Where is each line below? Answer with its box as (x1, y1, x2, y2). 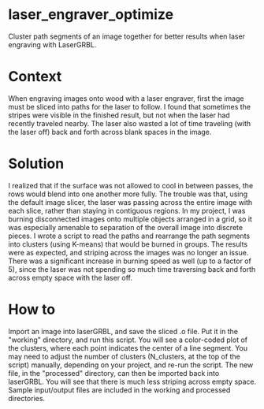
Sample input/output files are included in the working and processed (8, 385, 231, 395)
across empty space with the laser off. (8, 273, 132, 282)
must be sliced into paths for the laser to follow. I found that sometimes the (8, 102, 251, 111)
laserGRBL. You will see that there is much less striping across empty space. (8, 377, 257, 386)
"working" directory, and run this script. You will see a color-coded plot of (8, 335, 248, 344)
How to (8, 301, 56, 318)
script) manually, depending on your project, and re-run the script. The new (8, 360, 254, 370)
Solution (8, 155, 65, 173)
